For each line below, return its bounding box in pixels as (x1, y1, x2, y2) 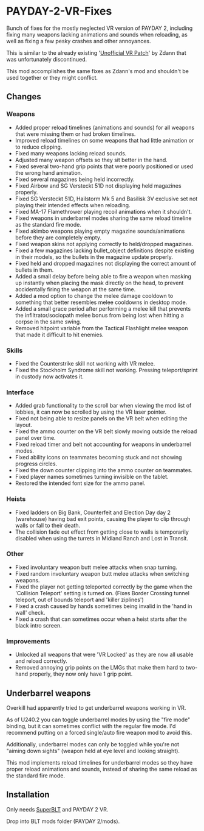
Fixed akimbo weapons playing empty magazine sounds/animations (15, 227, 185, 235)
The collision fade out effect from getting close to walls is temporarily (15, 528, 189, 536)
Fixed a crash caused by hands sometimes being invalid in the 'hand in (15, 602, 192, 610)
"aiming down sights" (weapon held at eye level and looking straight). (6, 747, 180, 754)
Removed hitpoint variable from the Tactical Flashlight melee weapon (15, 324, 188, 331)
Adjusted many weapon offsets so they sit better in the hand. (15, 156, 168, 163)
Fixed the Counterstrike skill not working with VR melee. (15, 359, 155, 367)
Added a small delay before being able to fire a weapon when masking (15, 272, 192, 280)
